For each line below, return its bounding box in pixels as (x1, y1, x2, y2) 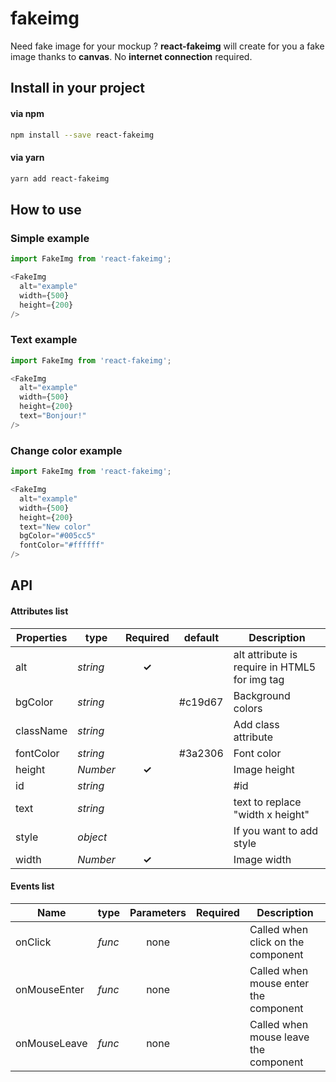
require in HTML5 (233, 660, 317, 674)
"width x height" (233, 807, 310, 821)
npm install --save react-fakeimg (10, 130, 155, 140)
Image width (233, 852, 292, 866)
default (183, 630, 220, 644)
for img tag (233, 672, 285, 686)
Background (233, 688, 291, 702)
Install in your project (10, 80, 145, 97)
